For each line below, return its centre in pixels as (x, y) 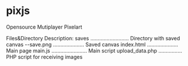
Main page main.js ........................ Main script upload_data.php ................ (94, 50)
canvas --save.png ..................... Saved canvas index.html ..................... (92, 44)
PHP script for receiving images (45, 57)
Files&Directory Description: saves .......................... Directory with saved (93, 38)
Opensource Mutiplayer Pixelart (44, 27)
